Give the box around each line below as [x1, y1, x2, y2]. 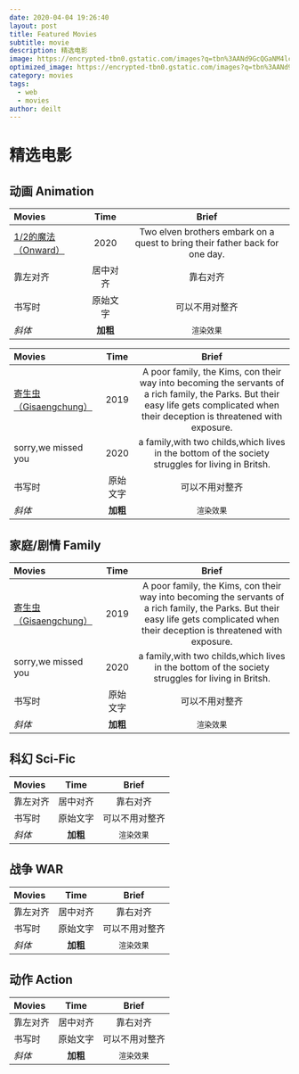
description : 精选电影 [9, 46, 88, 55]
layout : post [9, 21, 58, 30]
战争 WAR [9, 862, 64, 877]
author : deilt [9, 104, 62, 113]
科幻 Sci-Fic [9, 751, 76, 767]
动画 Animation [9, 184, 95, 199]
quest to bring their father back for [134, 237, 279, 250]
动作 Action [9, 972, 73, 987]
